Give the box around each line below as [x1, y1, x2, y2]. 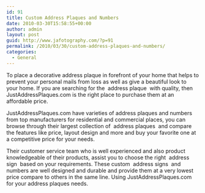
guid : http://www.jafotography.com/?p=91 [6, 37, 114, 44]
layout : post [6, 32, 40, 38]
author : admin [6, 26, 43, 32]
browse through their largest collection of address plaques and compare [6, 122, 192, 129]
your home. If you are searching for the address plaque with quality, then [6, 84, 193, 92]
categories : [6, 49, 37, 55]
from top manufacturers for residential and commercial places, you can [6, 116, 185, 123]
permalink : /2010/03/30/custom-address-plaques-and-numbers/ [6, 44, 166, 50]
